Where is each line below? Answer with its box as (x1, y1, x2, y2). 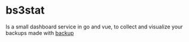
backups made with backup (5, 29, 74, 36)
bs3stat (5, 4, 45, 17)
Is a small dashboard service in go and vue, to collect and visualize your (5, 23, 183, 30)
